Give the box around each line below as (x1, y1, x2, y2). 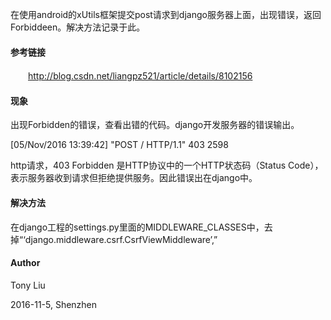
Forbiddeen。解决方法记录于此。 (10, 21, 146, 33)
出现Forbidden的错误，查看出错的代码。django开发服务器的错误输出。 (10, 119, 300, 131)
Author (10, 257, 41, 269)
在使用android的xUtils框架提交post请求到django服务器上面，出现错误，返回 (10, 9, 322, 20)
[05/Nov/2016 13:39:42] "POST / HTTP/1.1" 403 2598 (10, 139, 229, 151)
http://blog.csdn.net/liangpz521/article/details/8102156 (28, 70, 253, 82)
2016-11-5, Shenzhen (10, 298, 98, 310)
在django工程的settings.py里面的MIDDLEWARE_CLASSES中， (10, 221, 265, 233)
